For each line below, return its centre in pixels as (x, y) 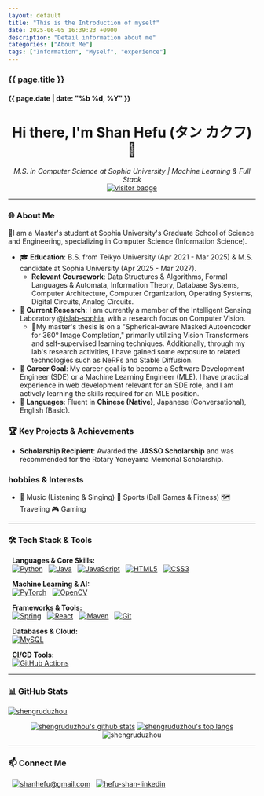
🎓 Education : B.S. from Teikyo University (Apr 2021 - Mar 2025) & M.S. (136, 257)
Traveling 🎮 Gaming (53, 509)
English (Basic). (45, 410)
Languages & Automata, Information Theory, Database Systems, (135, 284)
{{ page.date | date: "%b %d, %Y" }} (70, 98)
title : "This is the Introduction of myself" (84, 23)
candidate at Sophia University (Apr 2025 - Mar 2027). (108, 268)
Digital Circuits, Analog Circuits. (82, 301)
